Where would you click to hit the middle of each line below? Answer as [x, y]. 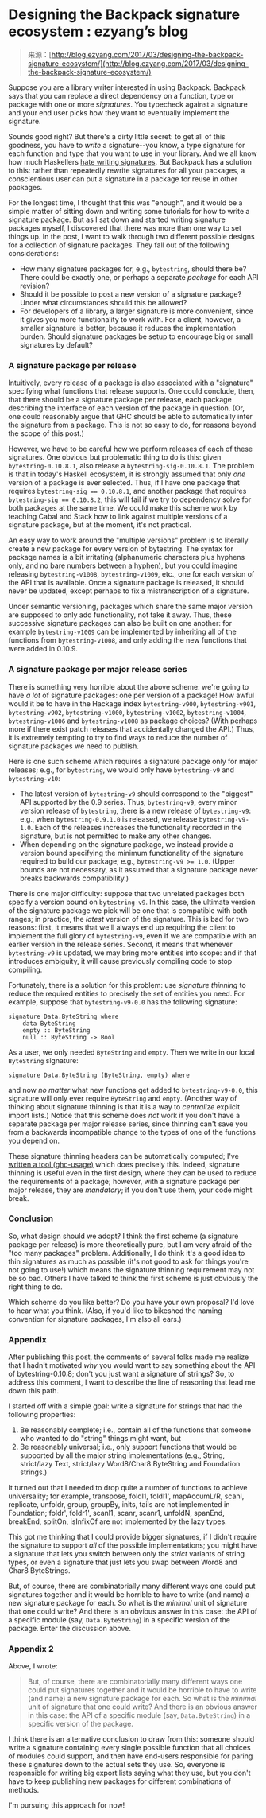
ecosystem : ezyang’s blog [98, 31]
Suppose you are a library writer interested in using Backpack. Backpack [127, 87]
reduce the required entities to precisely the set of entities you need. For [126, 993]
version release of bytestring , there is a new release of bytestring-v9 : [135, 810]
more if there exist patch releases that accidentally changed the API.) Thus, [131, 728]
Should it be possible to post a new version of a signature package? [131, 294]
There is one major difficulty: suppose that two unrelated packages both [126, 893]
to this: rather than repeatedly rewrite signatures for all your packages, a [127, 170]
